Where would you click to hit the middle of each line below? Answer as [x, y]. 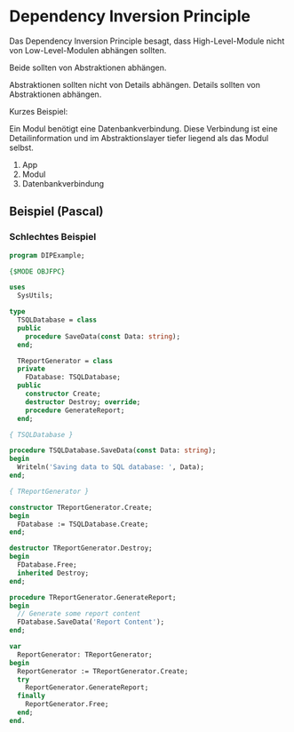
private [32, 369]
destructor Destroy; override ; [83, 402]
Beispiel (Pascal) [56, 212]
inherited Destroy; [53, 573]
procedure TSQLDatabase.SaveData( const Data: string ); [113, 450]
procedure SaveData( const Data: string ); [103, 336]
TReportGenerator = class [65, 361]
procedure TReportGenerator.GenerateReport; [93, 597]
